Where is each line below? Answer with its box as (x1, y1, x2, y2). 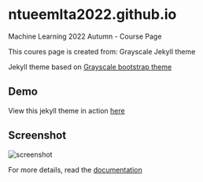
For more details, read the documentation (8, 165, 143, 174)
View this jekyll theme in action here (8, 106, 125, 115)
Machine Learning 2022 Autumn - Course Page (8, 32, 162, 41)
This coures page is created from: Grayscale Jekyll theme (8, 46, 196, 56)
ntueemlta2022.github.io (8, 6, 177, 24)
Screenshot (8, 128, 67, 143)
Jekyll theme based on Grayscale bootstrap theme (8, 61, 172, 72)
